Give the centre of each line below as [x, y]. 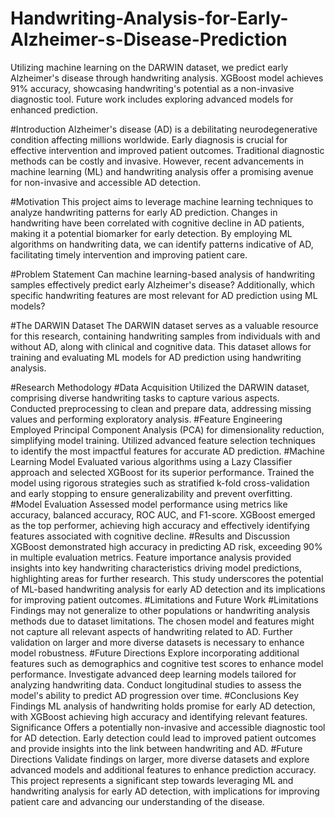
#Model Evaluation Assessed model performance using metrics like [149, 504]
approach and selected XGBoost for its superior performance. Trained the [162, 472]
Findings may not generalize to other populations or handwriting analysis [160, 610]
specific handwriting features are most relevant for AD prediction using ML [164, 295]
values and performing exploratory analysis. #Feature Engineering [146, 419]
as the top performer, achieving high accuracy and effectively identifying [160, 525]
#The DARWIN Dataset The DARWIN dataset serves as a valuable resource [164, 325]
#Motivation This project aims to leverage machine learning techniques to [162, 201]
